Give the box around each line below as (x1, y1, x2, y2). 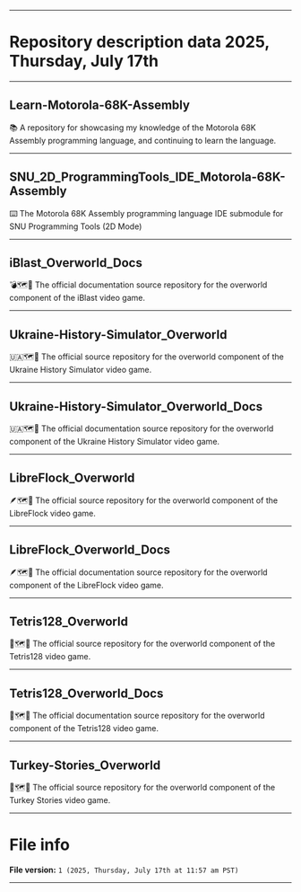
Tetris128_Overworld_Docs (9, 685, 164, 701)
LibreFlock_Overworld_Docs (9, 543, 171, 558)
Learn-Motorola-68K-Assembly (9, 98, 191, 113)
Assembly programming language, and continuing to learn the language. (9, 135, 277, 146)
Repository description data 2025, (9, 32, 271, 52)
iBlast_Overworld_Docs (9, 255, 143, 270)
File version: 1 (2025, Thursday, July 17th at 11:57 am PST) (9, 864, 239, 875)
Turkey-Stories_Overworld (9, 757, 161, 773)
